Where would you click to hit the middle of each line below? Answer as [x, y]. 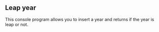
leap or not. [17, 24]
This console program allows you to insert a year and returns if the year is [80, 19]
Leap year [21, 8]
